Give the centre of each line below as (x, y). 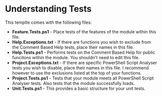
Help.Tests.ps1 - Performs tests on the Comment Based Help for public (83, 52)
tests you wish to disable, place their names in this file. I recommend (80, 68)
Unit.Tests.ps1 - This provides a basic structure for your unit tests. (79, 88)
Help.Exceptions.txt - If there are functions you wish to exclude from (81, 42)
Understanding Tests (49, 9)
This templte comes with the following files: (49, 22)
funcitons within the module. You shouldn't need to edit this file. (76, 57)
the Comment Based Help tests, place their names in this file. (73, 47)
